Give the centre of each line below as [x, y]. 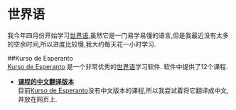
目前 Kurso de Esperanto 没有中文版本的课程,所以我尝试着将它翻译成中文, [123, 90]
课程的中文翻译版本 [46, 81]
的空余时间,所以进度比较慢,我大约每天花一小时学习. [82, 44]
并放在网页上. [37, 99]
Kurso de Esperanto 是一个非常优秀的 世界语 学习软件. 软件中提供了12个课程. [118, 66]
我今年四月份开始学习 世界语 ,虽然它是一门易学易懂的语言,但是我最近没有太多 [118, 35]
